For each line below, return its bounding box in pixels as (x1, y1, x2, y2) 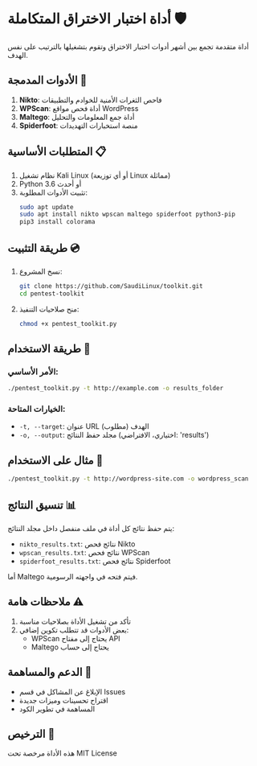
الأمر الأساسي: (7, 366, 59, 377)
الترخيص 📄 (7, 727, 55, 740)
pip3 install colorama (18, 218, 96, 226)
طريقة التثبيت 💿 (7, 241, 80, 255)
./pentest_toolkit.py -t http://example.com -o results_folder (7, 385, 224, 393)
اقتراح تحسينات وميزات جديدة (18, 695, 109, 705)
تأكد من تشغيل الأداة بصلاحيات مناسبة (18, 616, 132, 626)
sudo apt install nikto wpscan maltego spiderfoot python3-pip (18, 210, 236, 219)
